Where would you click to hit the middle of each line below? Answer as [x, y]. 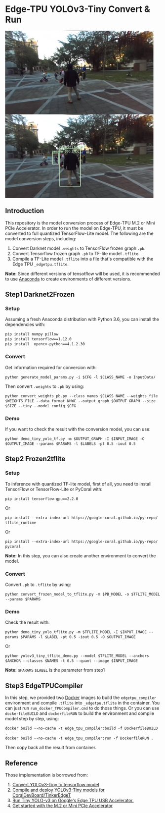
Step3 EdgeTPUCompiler [44, 685]
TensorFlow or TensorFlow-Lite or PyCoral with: [54, 489]
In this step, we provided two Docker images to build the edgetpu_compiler [81, 698]
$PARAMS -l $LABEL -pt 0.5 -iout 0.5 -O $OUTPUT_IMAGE [78, 637]
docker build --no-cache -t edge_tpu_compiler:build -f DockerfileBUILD [82, 729]
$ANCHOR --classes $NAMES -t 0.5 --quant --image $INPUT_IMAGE [72, 661]
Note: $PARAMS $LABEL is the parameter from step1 [55, 670]
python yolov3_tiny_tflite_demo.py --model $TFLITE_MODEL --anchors [77, 656]
